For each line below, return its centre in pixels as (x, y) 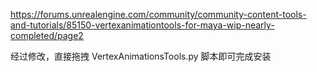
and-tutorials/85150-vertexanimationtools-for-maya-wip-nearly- (142, 25)
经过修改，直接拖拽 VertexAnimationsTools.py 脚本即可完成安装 (141, 56)
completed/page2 (47, 35)
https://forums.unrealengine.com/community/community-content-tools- (158, 14)
